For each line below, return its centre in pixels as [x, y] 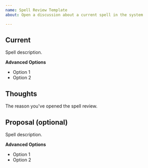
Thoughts [21, 93]
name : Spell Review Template [36, 10]
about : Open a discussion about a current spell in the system [74, 15]
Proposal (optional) [37, 122]
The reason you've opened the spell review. [51, 106]
